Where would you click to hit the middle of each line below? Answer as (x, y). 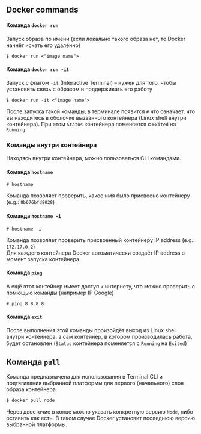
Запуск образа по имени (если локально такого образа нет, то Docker (96, 39)
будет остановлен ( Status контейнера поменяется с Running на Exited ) (97, 343)
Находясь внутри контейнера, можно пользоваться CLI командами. (94, 158)
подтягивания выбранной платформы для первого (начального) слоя (95, 383)
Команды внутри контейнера (52, 145)
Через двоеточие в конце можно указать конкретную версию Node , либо (100, 411)
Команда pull (33, 362)
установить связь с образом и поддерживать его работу (79, 89)
